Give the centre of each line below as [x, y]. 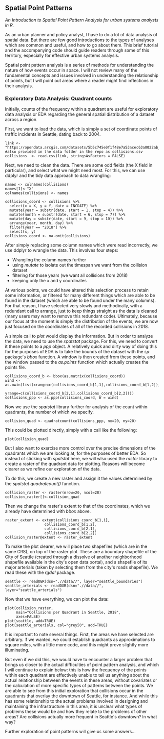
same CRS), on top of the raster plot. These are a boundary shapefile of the [81, 552]
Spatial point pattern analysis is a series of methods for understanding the [80, 65]
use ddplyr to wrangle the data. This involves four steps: [62, 250]
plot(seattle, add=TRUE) [30, 621]
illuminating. [17, 650]
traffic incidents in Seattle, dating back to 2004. [53, 134]
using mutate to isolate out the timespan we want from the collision [80, 265]
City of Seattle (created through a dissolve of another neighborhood [73, 557]
